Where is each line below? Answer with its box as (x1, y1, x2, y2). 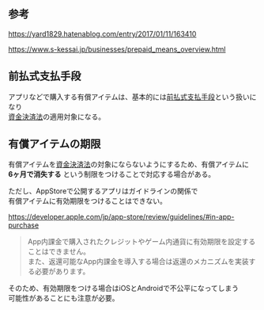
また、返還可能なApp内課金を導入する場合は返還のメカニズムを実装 (27, 257, 249, 266)
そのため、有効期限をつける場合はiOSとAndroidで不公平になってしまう (8, 284, 239, 293)
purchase (8, 220, 40, 230)
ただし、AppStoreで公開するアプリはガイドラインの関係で (8, 186, 198, 196)
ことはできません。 (27, 247, 91, 256)
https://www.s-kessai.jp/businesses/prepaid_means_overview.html (8, 44, 226, 54)
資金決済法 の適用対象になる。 (8, 112, 105, 121)
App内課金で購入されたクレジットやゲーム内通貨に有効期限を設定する (27, 237, 256, 247)
